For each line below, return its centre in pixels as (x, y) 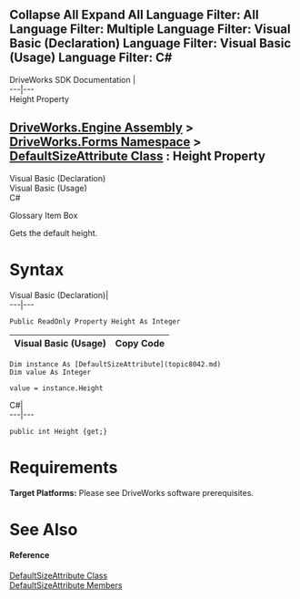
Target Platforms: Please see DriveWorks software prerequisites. (132, 492)
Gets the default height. (54, 232)
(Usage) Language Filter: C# (91, 58)
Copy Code (140, 343)
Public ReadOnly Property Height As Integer (95, 321)
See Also (44, 529)
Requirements (64, 467)
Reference (30, 555)
